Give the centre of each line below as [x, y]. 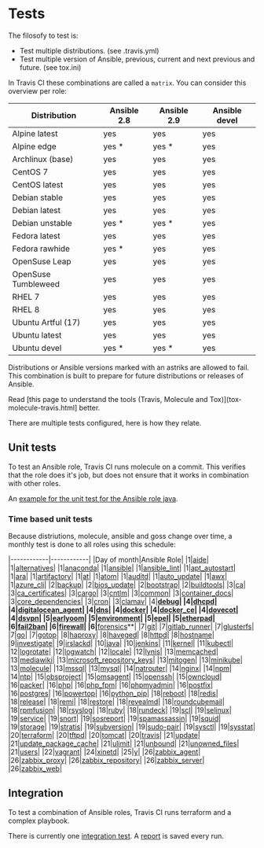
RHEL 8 [26, 309]
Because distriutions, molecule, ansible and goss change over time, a [120, 536]
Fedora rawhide [41, 249]
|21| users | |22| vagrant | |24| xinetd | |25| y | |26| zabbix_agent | [104, 752]
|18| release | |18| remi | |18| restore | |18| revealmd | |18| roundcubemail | [117, 702]
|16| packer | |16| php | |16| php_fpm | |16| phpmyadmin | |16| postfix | [111, 685]
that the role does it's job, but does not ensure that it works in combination [128, 475]
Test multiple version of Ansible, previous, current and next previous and [137, 59]
